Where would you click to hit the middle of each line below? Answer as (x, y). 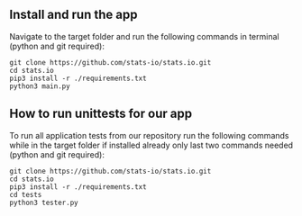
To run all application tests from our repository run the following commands (149, 135)
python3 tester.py (44, 202)
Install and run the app (73, 15)
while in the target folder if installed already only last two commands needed (151, 145)
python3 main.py (40, 86)
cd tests (26, 194)
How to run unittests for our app (101, 114)
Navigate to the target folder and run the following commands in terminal (144, 36)
